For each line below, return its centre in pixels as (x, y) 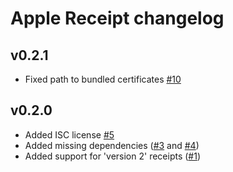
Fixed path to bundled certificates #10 (103, 79)
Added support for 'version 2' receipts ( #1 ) (113, 156)
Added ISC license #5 (69, 134)
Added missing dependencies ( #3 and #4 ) (112, 145)
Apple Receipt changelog (117, 18)
